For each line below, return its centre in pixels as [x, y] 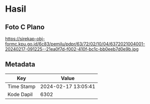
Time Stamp [22, 86]
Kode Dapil [20, 94]
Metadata [20, 64]
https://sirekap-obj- [25, 39]
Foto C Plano [25, 27]
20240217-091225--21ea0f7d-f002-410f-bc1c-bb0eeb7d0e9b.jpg [72, 49]
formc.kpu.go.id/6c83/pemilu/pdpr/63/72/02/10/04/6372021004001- [75, 44]
